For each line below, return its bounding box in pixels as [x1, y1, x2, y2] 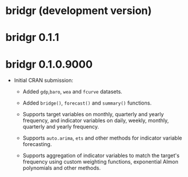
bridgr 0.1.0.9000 [5, 57, 93, 71]
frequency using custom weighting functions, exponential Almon [22, 158, 179, 165]
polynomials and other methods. [22, 165, 101, 172]
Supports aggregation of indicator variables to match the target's [22, 152, 180, 159]
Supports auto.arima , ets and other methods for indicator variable [22, 134, 182, 141]
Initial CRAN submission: [13, 77, 74, 84]
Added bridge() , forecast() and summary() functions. [22, 99, 152, 106]
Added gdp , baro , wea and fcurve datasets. [22, 88, 122, 95]
